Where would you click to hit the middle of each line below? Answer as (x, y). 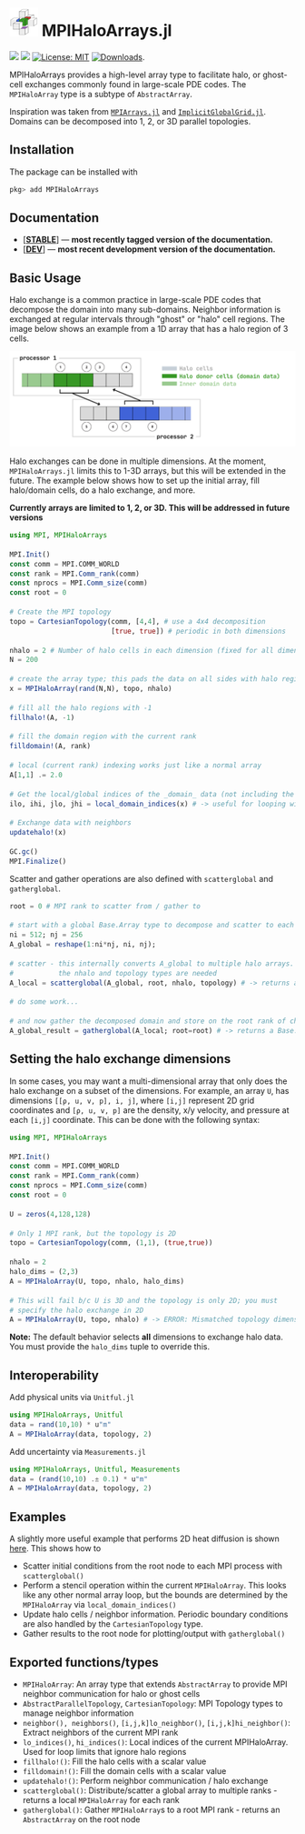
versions (26, 517)
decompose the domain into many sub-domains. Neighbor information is (145, 310)
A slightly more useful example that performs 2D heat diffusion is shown (144, 1538)
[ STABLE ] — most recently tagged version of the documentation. (148, 240)
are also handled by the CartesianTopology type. (113, 1624)
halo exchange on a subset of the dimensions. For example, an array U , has (149, 1090)
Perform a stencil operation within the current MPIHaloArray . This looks (154, 1586)
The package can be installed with (74, 172)
